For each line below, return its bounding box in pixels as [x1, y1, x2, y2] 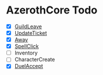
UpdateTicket [14, 30, 47, 36]
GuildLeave [14, 23, 42, 30]
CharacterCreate [14, 56, 56, 63]
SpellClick [14, 43, 39, 50]
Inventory [14, 49, 38, 56]
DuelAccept [14, 63, 43, 70]
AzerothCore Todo [6, 4, 98, 17]
